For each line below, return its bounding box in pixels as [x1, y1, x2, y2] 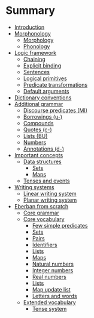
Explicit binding [23, 61, 61, 69]
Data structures [23, 158, 62, 165]
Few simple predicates [32, 222, 88, 229]
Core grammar [23, 209, 59, 216]
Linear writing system [23, 190, 77, 197]
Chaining [23, 55, 46, 63]
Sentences [23, 68, 50, 75]
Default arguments [23, 87, 69, 95]
